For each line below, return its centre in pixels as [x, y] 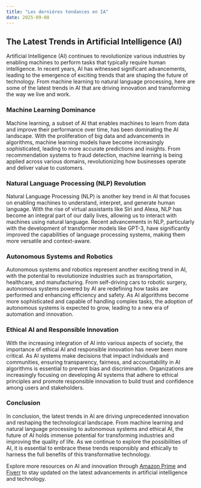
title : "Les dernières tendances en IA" [58, 12]
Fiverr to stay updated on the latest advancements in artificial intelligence [97, 472]
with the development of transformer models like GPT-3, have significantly [98, 228]
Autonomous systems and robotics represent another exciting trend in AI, [97, 270]
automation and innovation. [40, 314]
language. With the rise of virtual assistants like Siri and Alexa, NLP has [94, 209]
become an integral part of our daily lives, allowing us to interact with [91, 215]
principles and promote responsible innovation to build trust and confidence [100, 381]
